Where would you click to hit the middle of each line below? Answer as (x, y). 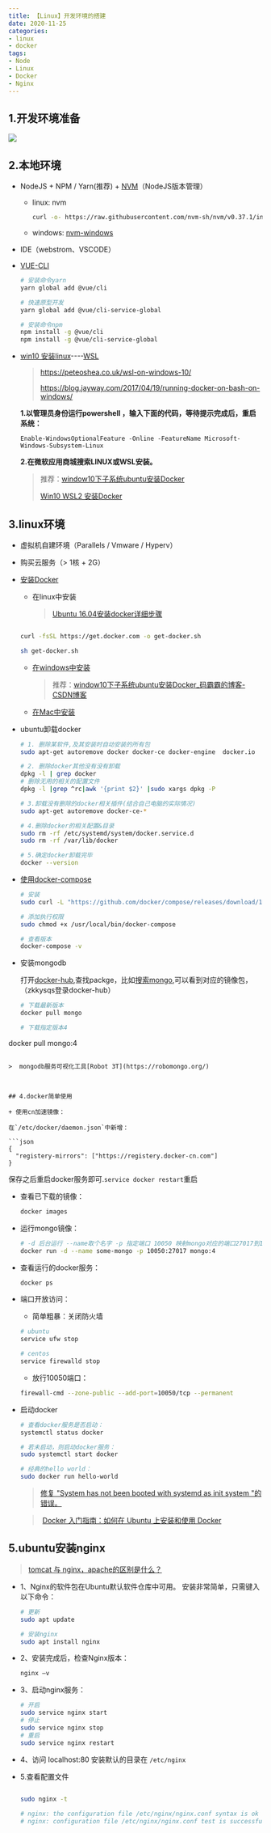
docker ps (37, 1283)
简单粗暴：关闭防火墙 (67, 1316)
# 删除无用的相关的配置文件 (60, 781)
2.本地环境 (35, 165)
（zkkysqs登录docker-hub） (67, 990)
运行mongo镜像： (49, 1228)
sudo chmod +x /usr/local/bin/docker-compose (98, 924)
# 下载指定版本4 (44, 1028)
